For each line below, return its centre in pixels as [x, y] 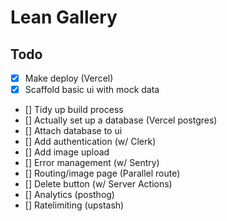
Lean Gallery [64, 17]
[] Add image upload [67, 152]
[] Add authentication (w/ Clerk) [90, 142]
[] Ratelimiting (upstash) [74, 205]
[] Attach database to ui [73, 131]
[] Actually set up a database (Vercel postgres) [121, 120]
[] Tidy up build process [74, 110]
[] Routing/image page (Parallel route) [102, 173]
